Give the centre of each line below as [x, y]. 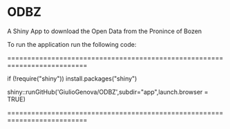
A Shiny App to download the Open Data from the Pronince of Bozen [105, 31]
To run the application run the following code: [72, 44]
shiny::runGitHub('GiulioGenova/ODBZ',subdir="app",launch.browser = [108, 92]
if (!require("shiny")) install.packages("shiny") [72, 78]
